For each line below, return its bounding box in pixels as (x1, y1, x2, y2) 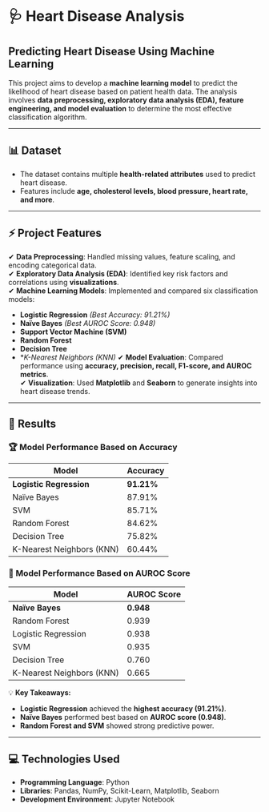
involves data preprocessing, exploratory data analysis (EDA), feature (8, 95, 244, 105)
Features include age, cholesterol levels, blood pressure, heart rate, (19, 186, 248, 195)
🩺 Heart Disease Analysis (8, 7, 185, 26)
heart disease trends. (19, 386, 90, 396)
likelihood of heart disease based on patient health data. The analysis (8, 86, 238, 96)
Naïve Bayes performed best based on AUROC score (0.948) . (19, 712, 227, 722)
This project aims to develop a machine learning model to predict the (8, 78, 238, 87)
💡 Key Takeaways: (8, 687, 71, 697)
